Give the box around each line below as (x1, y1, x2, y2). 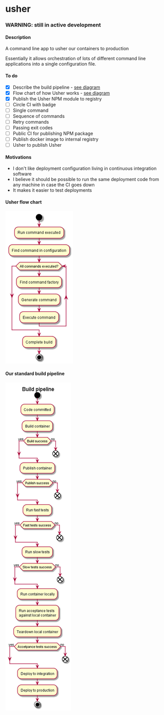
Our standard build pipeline (5, 370, 65, 377)
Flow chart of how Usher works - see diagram (12, 90, 110, 96)
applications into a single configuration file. (5, 61, 96, 67)
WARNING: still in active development (5, 22, 101, 29)
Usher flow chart (5, 199, 42, 205)
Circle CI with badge (12, 101, 56, 108)
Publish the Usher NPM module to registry (12, 95, 102, 102)
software (12, 171, 32, 177)
